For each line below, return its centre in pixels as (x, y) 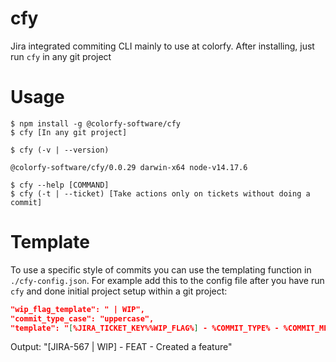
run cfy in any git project (61, 56)
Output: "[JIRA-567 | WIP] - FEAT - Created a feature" (121, 347)
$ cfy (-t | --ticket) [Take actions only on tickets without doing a (160, 193)
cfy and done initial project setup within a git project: (119, 291)
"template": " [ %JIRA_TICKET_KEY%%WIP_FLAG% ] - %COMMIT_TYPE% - (145, 328)
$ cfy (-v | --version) (60, 150)
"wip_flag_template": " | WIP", (77, 309)
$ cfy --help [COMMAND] (60, 185)
